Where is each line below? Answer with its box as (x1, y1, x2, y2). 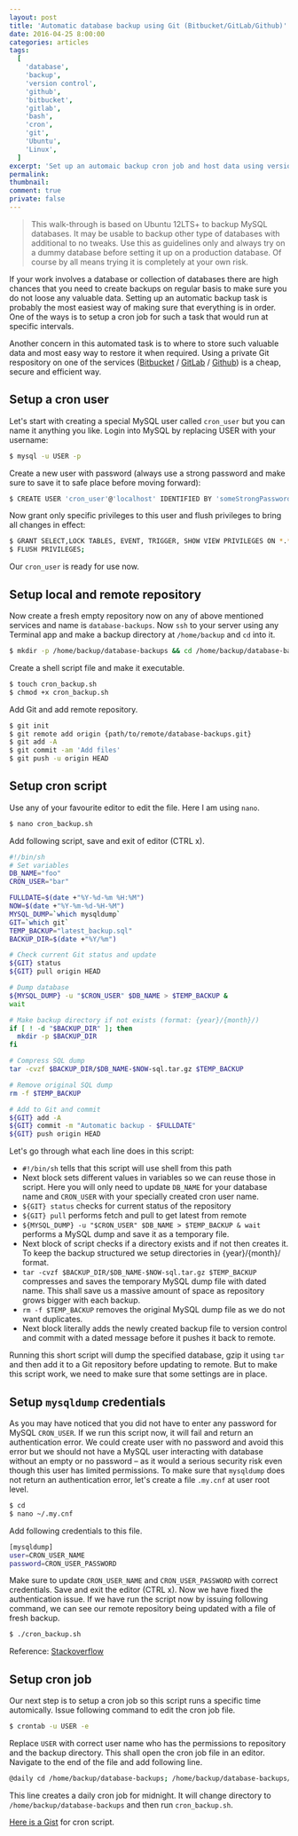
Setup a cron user (9, 392, 109, 407)
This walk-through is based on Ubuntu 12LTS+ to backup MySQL (30, 218, 268, 229)
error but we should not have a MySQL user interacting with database (9, 1446, 263, 1456)
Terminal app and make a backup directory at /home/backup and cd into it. (9, 629, 276, 640)
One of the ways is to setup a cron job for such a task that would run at (9, 311, 269, 322)
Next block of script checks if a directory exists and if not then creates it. (21, 1239, 289, 1249)
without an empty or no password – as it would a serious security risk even (9, 1456, 283, 1466)
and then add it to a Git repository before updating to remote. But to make (9, 1359, 278, 1370)
